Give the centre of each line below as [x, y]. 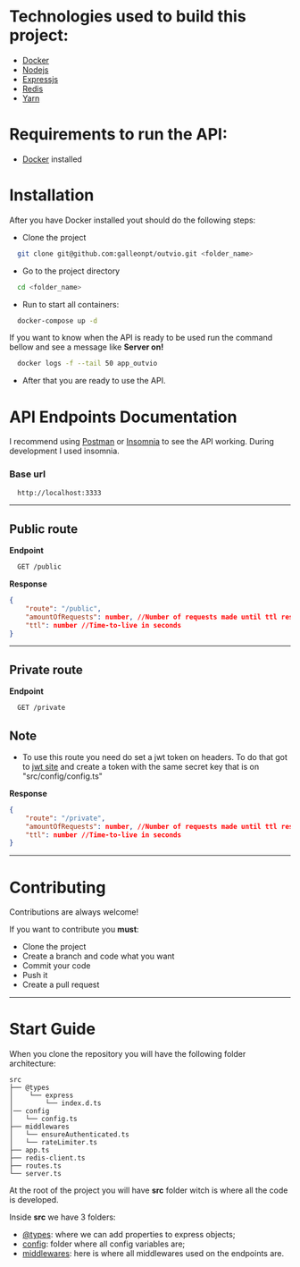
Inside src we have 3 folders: [62, 1217]
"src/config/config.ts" [62, 776]
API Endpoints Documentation [123, 417]
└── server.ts [36, 1174]
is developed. [34, 1200]
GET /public [40, 567]
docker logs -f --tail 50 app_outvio [87, 364]
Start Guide [53, 1029]
